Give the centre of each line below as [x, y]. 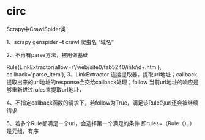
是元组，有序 [22, 131]
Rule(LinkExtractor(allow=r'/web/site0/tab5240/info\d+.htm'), [84, 67]
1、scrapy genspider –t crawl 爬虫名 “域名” [60, 42]
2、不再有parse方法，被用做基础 [47, 55]
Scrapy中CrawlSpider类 [36, 29]
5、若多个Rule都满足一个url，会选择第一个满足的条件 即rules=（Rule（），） [101, 123]
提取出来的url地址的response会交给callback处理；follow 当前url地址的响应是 [102, 82]
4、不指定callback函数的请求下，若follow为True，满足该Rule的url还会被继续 [102, 103]
